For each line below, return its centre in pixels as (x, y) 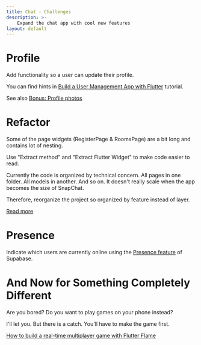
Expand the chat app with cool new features (74, 23)
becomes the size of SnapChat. (45, 188)
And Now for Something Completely (98, 283)
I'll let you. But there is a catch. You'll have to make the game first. (88, 324)
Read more (20, 212)
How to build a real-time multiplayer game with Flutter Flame (81, 335)
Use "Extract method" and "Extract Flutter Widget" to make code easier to (98, 157)
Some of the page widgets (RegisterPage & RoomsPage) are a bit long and (98, 139)
